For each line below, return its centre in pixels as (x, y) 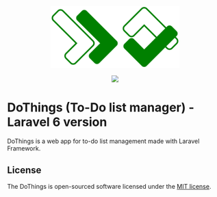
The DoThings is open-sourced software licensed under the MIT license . (109, 186)
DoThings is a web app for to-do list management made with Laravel (103, 141)
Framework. (24, 148)
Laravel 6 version (57, 122)
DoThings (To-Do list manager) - (101, 108)
